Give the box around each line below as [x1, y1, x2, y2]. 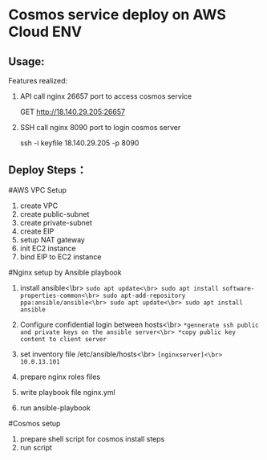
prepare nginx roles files [19, 372, 101, 381]
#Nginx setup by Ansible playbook [8, 267, 122, 277]
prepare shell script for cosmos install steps [19, 434, 165, 443]
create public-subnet [19, 209, 90, 218]
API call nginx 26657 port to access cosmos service [19, 92, 192, 101]
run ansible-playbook [19, 403, 91, 413]
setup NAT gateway [19, 234, 86, 244]
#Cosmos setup [8, 418, 61, 428]
